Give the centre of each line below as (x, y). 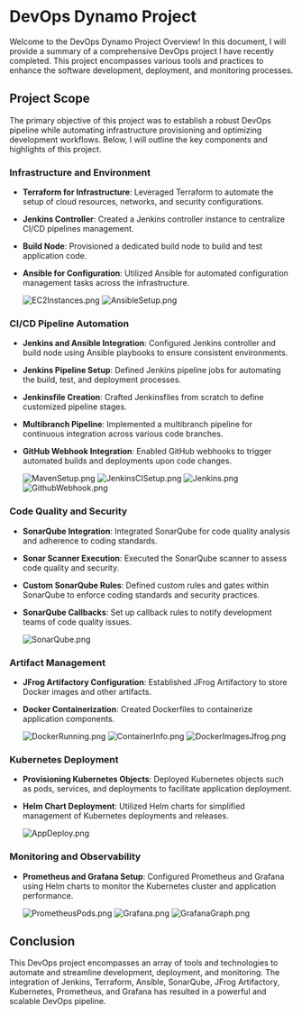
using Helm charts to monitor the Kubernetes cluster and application (149, 886)
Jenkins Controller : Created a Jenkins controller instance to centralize (154, 219)
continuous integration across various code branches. (123, 434)
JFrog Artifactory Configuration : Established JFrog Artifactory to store (155, 681)
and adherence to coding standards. (90, 540)
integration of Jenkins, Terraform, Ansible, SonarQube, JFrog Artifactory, (145, 982)
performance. (48, 895)
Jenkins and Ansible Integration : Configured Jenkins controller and (149, 343)
